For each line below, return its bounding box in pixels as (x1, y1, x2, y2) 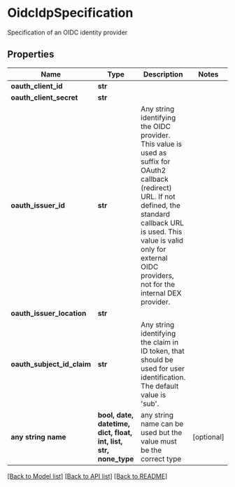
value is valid (141, 235, 184, 245)
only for (141, 244, 166, 254)
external (141, 253, 168, 262)
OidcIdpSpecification (7, 5, 134, 21)
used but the (141, 427, 183, 437)
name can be (141, 419, 184, 429)
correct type (141, 454, 182, 464)
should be (141, 354, 173, 364)
